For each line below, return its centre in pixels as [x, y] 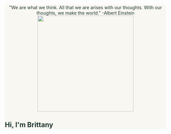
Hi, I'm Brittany [29, 125]
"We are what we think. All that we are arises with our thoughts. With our [85, 7]
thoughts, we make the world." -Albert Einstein [85, 13]
